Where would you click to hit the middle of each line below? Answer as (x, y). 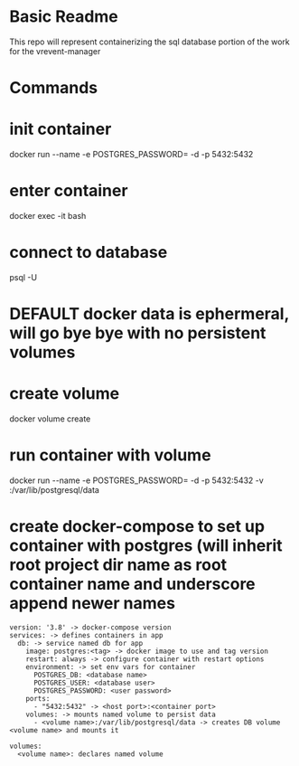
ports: (38, 698)
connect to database (89, 253)
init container (61, 129)
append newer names (93, 604)
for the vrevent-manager (55, 51)
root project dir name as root (118, 565)
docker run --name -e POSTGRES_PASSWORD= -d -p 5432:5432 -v (136, 480)
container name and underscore (132, 584)
